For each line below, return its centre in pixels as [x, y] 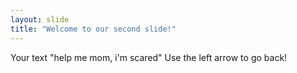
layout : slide [40, 19]
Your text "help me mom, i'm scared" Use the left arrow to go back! [149, 57]
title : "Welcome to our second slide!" [93, 29]
